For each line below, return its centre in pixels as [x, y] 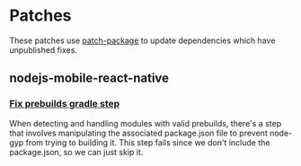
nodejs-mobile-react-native [89, 79]
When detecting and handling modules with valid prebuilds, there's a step [145, 123]
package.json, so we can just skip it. [76, 152]
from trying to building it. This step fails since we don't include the [148, 142]
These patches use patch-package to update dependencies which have [142, 40]
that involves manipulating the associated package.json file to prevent [138, 133]
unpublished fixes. [44, 49]
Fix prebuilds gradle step [65, 104]
